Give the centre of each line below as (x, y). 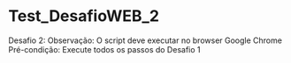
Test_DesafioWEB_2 (84, 16)
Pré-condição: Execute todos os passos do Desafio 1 (104, 49)
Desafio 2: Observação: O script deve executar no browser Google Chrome (145, 40)
